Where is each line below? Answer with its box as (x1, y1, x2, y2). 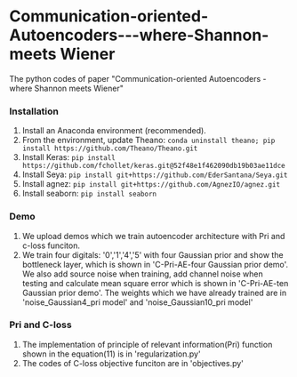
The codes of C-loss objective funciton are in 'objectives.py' (21, 357, 245, 368)
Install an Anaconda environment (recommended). (21, 125, 206, 136)
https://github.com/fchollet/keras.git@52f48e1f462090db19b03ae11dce (21, 162, 286, 171)
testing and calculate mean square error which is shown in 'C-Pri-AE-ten (21, 277, 289, 288)
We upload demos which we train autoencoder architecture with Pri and (21, 230, 285, 241)
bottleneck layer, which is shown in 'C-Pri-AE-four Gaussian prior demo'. (21, 259, 289, 269)
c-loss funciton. (21, 240, 80, 251)
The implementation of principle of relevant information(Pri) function (21, 339, 273, 349)
